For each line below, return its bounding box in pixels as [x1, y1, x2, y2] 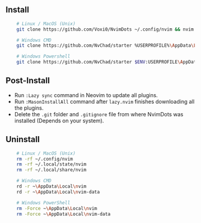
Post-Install [5, 76, 50, 86]
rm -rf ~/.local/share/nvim [16, 167, 86, 173]
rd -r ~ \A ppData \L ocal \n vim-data [16, 189, 100, 195]
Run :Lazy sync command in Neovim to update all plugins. [14, 91, 158, 98]
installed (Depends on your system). [14, 117, 104, 124]
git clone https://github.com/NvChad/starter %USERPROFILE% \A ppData [16, 43, 191, 49]
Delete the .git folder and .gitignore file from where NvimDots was [14, 110, 184, 117]
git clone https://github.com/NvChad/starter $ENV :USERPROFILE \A [16, 59, 184, 65]
